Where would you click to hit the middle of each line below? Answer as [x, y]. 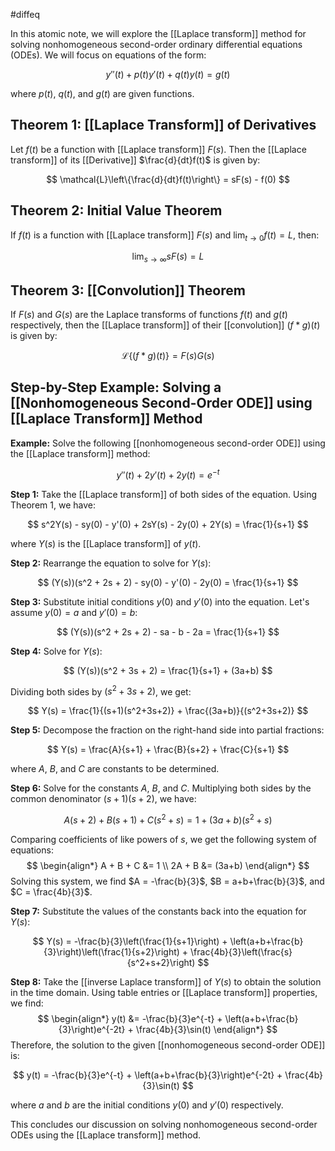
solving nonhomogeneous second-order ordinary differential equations [156, 44]
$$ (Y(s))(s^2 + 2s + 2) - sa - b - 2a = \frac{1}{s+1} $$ [168, 631]
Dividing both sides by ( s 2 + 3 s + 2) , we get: [101, 691]
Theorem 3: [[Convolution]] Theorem [128, 290]
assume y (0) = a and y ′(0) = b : [74, 612]
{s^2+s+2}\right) [161, 962]
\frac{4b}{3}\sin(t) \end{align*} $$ [206, 1029]
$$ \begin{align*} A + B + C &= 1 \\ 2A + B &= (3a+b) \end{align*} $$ [168, 865]
